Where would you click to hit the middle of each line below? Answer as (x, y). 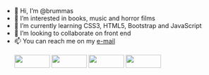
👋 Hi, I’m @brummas (44, 11)
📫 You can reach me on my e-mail (64, 41)
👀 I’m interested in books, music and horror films (84, 18)
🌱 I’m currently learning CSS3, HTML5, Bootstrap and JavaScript (108, 26)
